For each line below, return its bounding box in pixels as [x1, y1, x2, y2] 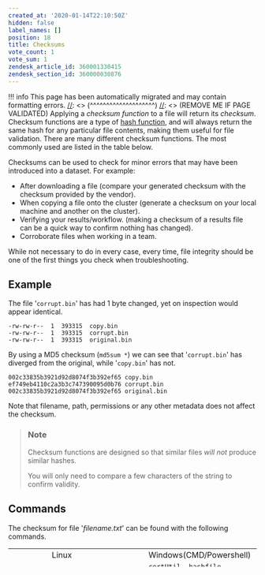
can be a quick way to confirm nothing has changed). [19, 222, 193, 233]
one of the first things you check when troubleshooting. [8, 255, 189, 264]
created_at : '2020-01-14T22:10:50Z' [8, 11, 129, 20]
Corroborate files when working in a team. [19, 231, 157, 241]
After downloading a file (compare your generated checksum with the [19, 181, 246, 190]
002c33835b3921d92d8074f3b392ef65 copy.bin [8, 374, 154, 382]
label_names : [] [8, 26, 62, 34]
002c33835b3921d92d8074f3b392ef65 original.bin [8, 387, 168, 395]
